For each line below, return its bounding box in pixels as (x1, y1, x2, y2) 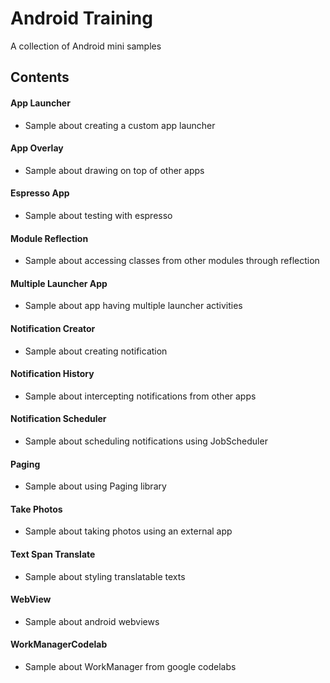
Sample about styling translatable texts (24, 570, 186, 582)
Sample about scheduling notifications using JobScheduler (24, 435, 268, 447)
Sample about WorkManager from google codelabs (24, 660, 237, 672)
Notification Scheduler (10, 413, 107, 425)
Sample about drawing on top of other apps (24, 164, 205, 176)
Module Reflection (10, 232, 89, 244)
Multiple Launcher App (10, 277, 108, 289)
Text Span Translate (10, 548, 96, 560)
